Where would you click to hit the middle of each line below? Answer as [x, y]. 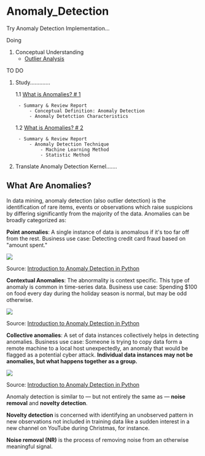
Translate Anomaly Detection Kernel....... [66, 166]
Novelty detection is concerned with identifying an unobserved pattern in [100, 415]
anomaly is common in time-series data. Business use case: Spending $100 [102, 287]
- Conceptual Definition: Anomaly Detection [87, 111]
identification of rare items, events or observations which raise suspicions [100, 207]
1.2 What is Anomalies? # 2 [49, 128]
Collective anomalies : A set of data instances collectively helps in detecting [103, 335]
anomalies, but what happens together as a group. [72, 361]
